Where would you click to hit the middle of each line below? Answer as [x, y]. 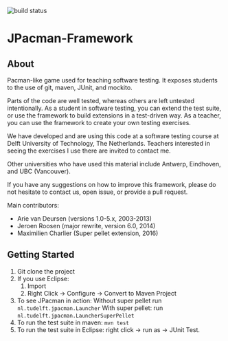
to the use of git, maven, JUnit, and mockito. [70, 87]
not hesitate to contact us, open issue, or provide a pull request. [98, 192]
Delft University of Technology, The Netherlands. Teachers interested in [109, 143]
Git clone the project [46, 271]
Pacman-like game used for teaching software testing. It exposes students [112, 80]
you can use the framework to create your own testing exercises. [99, 123]
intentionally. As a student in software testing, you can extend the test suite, [114, 108]
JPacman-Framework [70, 38]
